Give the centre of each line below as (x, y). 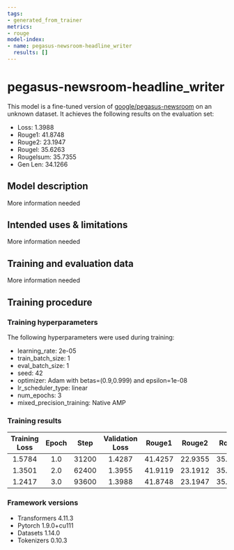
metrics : (20, 26)
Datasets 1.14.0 (39, 533)
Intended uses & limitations (68, 225)
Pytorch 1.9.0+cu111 (45, 525)
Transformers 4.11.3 (45, 518)
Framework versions (43, 503)
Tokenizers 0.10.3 (42, 540)
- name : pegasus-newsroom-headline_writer (70, 46)
